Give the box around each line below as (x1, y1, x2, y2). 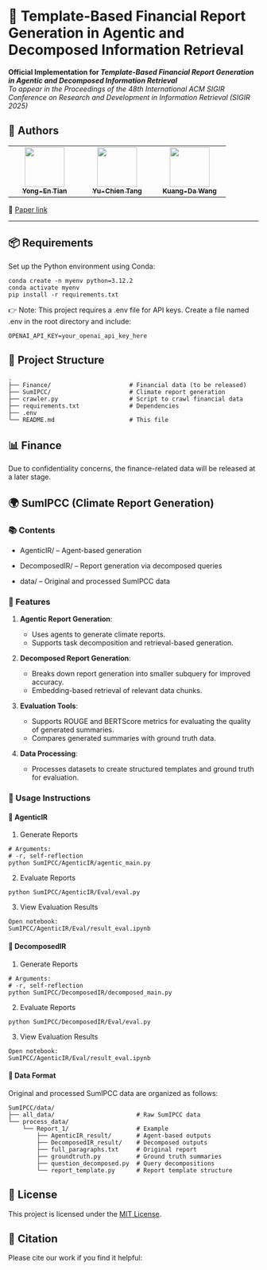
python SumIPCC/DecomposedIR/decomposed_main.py (8, 989, 172, 997)
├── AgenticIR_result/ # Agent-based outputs (37, 1132, 212, 1140)
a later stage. (8, 472, 52, 482)
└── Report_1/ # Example (22, 1125, 169, 1133)
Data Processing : (19, 749, 78, 758)
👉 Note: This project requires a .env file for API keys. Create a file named (8, 305, 250, 315)
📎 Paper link (8, 204, 48, 214)
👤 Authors (8, 124, 60, 137)
